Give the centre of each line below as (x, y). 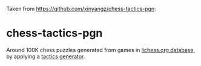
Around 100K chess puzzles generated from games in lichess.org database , (101, 50)
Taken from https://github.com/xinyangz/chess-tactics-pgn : (81, 9)
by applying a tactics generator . (46, 56)
